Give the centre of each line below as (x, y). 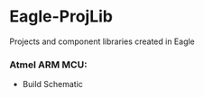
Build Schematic (53, 84)
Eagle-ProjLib (61, 17)
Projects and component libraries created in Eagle (102, 41)
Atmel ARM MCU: (48, 65)
